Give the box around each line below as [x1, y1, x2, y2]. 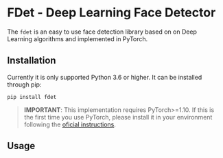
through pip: [7, 80, 42, 89]
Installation [7, 55, 56, 67]
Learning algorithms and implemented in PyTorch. [7, 34, 148, 43]
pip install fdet [7, 93, 57, 100]
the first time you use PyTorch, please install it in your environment [23, 113, 213, 121]
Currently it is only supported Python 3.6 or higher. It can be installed [7, 73, 202, 81]
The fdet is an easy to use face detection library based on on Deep [7, 27, 198, 36]
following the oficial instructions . [23, 120, 117, 128]
